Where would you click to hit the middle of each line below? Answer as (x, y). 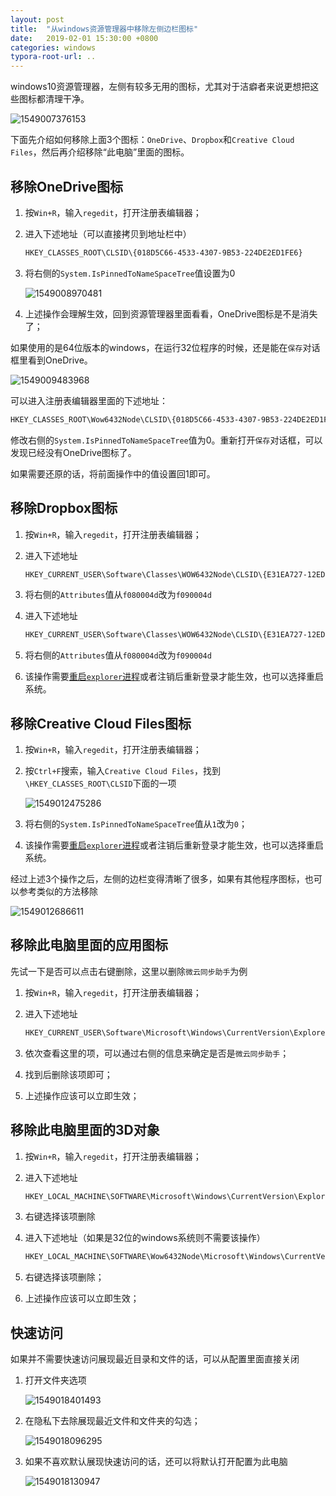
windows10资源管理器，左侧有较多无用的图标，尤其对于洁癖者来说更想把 (160, 87)
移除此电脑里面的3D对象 (85, 1130)
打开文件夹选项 (55, 1380)
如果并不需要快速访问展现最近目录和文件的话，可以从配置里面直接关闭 (155, 1359)
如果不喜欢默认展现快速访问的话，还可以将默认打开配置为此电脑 (156, 1462)
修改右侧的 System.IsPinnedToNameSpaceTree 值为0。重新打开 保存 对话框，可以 (166, 440)
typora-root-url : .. (53, 57)
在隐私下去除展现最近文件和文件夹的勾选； (112, 1421)
